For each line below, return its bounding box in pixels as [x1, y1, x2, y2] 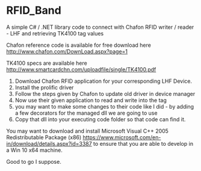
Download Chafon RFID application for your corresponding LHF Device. [14, 77, 193, 85]
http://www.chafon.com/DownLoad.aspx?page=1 [6, 47, 128, 55]
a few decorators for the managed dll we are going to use [14, 109, 158, 116]
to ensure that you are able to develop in [93, 140, 194, 147]
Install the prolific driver [14, 83, 74, 91]
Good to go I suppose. [6, 158, 61, 165]
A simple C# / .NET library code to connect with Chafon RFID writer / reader [6, 23, 194, 31]
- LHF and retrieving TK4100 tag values [6, 29, 104, 37]
